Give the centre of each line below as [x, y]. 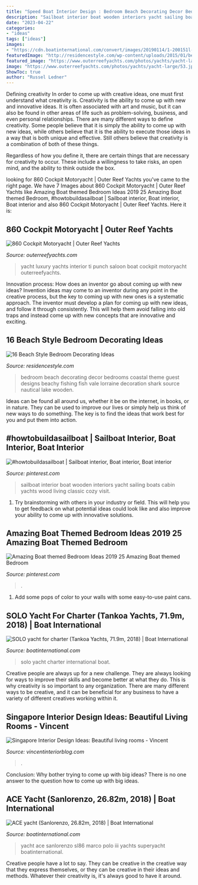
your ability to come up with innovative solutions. [74, 515]
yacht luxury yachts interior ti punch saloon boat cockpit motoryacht [103, 266]
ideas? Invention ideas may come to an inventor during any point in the [92, 290]
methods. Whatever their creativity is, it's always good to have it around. [94, 876]
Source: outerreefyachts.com [42, 255]
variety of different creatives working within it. [62, 698]
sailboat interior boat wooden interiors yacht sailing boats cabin [98, 484]
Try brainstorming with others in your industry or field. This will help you [102, 502]
